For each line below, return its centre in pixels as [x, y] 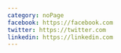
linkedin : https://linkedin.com [60, 37]
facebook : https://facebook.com [60, 23]
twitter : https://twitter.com [57, 30]
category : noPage [36, 15]
